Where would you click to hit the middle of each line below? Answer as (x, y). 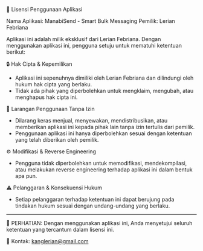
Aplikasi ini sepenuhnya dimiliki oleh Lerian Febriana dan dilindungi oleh (104, 78)
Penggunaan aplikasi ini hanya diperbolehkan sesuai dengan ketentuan (103, 133)
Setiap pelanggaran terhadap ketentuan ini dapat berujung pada (95, 199)
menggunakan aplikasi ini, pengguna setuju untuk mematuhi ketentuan (94, 46)
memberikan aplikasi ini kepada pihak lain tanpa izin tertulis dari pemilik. (105, 127)
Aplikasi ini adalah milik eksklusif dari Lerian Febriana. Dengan (84, 39)
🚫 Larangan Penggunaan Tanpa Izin (50, 109)
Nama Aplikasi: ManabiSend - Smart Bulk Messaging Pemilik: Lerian (91, 21)
